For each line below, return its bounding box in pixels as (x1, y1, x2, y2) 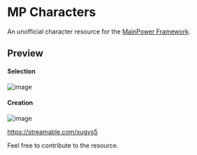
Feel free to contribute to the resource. (7, 141, 119, 149)
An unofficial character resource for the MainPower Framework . (7, 27, 191, 36)
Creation (7, 98, 34, 107)
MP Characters (7, 4, 96, 20)
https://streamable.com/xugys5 (7, 127, 98, 136)
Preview (7, 47, 44, 59)
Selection (7, 67, 36, 75)
